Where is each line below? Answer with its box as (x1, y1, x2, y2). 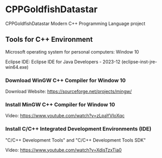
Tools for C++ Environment (5, 35, 93, 44)
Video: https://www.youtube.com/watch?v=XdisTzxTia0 (5, 147, 122, 153)
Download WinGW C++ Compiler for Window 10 (5, 76, 126, 84)
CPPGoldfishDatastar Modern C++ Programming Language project (5, 20, 146, 27)
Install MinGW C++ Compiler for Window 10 (5, 101, 116, 108)
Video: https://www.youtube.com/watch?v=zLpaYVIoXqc (5, 113, 125, 119)
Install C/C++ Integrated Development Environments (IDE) (5, 125, 152, 133)
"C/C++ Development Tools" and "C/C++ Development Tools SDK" (5, 137, 146, 143)
